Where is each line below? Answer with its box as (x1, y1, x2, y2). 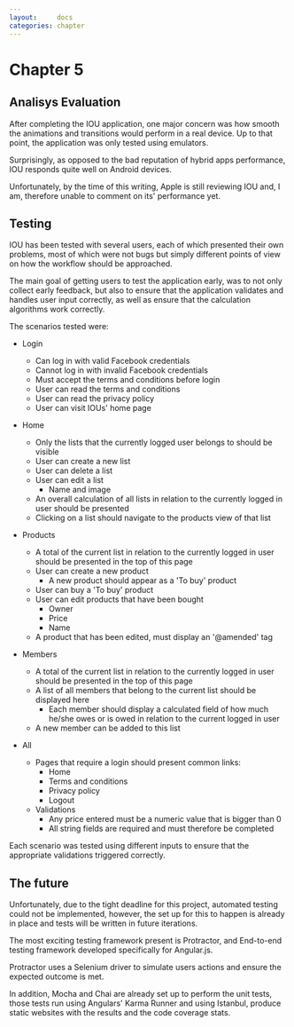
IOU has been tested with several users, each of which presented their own (9, 240, 284, 250)
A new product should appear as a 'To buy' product (48, 575, 237, 586)
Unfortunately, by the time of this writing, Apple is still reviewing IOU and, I (9, 181, 281, 192)
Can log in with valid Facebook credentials (35, 356, 190, 367)
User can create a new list (35, 456, 131, 467)
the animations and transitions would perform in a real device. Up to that (9, 128, 273, 138)
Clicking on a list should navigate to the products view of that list (35, 512, 272, 524)
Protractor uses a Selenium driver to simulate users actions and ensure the (9, 962, 282, 973)
